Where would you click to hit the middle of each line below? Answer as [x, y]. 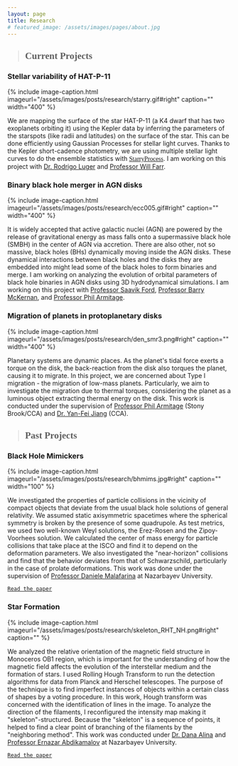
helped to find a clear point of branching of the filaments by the [100, 727]
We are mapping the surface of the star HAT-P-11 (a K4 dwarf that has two [116, 121]
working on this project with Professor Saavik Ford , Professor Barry [106, 290]
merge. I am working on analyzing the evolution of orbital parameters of [112, 275]
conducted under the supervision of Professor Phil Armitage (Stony [106, 406]
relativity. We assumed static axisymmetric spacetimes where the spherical [118, 515]
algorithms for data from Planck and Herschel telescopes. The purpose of [115, 681]
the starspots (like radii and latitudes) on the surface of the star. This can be [118, 136]
